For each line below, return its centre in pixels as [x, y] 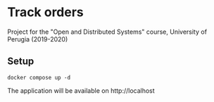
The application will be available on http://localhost [81, 90]
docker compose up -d [39, 77]
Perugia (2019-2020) [38, 39]
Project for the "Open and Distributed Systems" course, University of [107, 32]
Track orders [46, 12]
